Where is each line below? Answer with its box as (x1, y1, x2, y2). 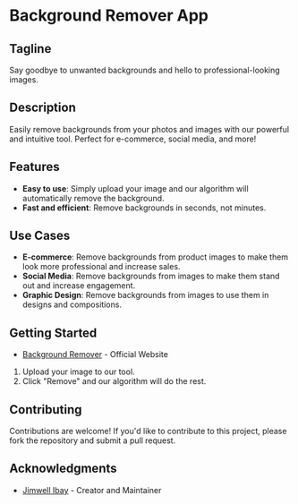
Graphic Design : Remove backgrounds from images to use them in (21, 290, 269, 301)
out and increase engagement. (21, 280, 136, 291)
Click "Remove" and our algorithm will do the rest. (21, 376, 207, 387)
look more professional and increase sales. (21, 261, 181, 272)
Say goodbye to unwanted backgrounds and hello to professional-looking (9, 64, 280, 75)
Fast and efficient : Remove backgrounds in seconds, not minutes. (21, 202, 267, 213)
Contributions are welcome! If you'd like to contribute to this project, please (9, 426, 287, 437)
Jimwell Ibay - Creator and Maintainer (21, 484, 162, 495)
